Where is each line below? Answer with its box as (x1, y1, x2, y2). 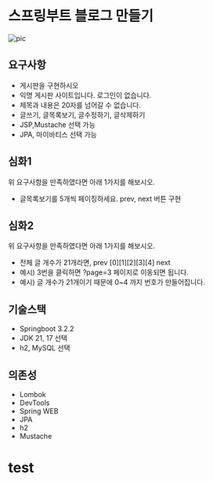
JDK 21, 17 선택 (19, 333, 68, 343)
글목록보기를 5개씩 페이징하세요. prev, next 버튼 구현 (19, 194, 182, 203)
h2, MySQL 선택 (19, 343, 70, 353)
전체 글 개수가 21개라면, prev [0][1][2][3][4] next (19, 258, 171, 268)
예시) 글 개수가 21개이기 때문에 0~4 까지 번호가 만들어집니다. (19, 278, 206, 287)
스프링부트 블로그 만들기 (8, 7, 154, 25)
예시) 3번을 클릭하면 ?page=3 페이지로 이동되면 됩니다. (19, 268, 190, 277)
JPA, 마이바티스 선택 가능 (19, 129, 98, 139)
